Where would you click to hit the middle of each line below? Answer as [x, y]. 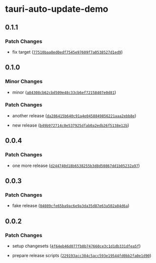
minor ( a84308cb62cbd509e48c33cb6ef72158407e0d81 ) [64, 92]
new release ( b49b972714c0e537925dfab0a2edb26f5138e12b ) [71, 125]
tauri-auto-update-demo [57, 9]
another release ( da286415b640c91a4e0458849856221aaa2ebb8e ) [74, 115]
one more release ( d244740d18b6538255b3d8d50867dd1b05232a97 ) [76, 165]
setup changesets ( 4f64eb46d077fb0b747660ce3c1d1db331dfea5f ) [76, 246]
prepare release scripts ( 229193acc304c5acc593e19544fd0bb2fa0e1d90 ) [82, 255]
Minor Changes [24, 81]
